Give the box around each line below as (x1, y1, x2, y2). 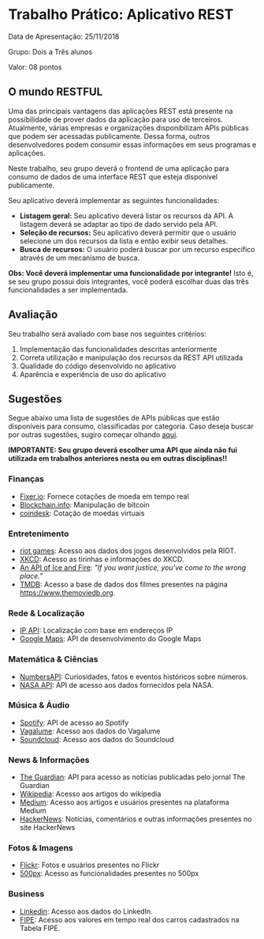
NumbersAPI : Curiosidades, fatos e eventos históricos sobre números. (19, 672, 248, 681)
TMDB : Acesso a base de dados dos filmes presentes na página (19, 579, 229, 589)
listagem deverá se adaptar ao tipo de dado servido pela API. (19, 219, 218, 228)
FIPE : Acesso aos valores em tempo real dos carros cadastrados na (19, 914, 240, 924)
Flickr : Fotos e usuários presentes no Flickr (19, 860, 160, 870)
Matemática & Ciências (8, 654, 99, 665)
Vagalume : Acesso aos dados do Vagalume (19, 726, 161, 736)
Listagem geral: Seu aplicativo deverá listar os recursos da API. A (19, 211, 234, 221)
